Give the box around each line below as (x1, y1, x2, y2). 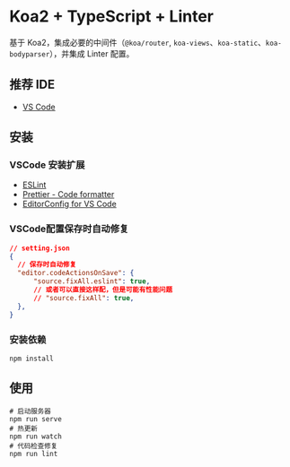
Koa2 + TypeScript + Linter (9, 6, 214, 27)
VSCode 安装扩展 (9, 159, 85, 171)
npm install (9, 354, 54, 363)
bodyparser (9, 49, 50, 59)
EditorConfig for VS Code (22, 199, 117, 210)
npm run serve (9, 414, 63, 423)
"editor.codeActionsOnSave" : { (17, 269, 135, 278)
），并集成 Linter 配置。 (48, 48, 135, 59)
